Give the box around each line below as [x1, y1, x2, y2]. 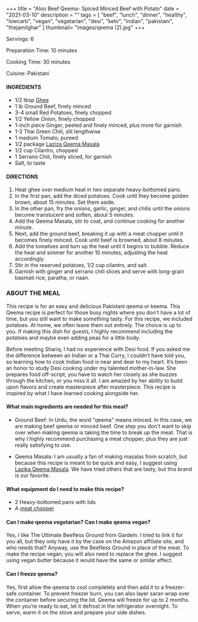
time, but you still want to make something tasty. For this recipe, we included [6, 315, 193, 322]
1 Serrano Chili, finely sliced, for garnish [14, 153, 112, 161]
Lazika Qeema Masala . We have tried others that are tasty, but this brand [14, 465, 192, 473]
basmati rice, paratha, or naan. [14, 274, 90, 281]
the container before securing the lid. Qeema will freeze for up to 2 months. [6, 596, 190, 603]
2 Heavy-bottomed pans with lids [14, 499, 96, 506]
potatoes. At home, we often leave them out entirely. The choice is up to [6, 321, 181, 328]
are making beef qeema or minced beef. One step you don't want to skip [14, 422, 191, 429]
